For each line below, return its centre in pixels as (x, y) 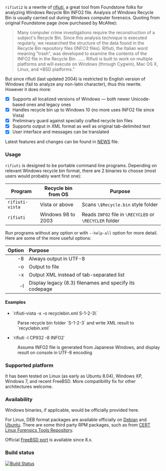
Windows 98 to (58, 214)
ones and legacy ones (49, 105)
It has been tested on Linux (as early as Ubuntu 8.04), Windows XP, (74, 376)
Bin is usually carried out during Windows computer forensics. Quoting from (83, 18)
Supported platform (29, 365)
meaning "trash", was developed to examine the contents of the (82, 53)
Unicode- (141, 99)
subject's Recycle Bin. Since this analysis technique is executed (82, 38)
